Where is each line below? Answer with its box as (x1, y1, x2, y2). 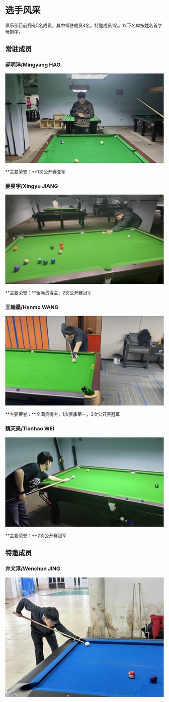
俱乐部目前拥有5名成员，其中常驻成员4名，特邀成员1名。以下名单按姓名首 (5, 22, 158, 28)
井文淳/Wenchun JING (5, 565, 60, 572)
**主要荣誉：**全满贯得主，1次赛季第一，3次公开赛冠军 (5, 411, 120, 417)
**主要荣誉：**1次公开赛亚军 (5, 168, 66, 174)
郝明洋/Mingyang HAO (5, 61, 61, 68)
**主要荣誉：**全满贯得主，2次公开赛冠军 (5, 290, 92, 296)
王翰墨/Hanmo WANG (5, 304, 59, 311)
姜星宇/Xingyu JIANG (5, 183, 58, 190)
